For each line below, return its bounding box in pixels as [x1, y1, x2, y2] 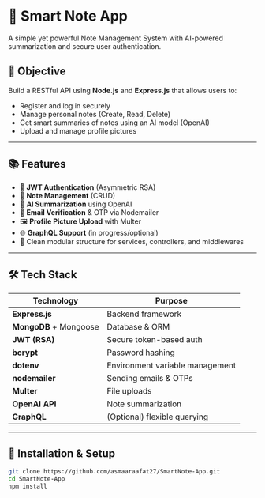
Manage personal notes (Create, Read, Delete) [19, 109, 171, 119]
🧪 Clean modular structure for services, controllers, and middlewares [19, 236, 244, 246]
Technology [32, 296, 79, 307]
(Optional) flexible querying [106, 411, 209, 422]
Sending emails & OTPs [106, 373, 193, 384]
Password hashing [106, 347, 175, 358]
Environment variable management [106, 360, 237, 371]
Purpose [155, 296, 188, 307]
